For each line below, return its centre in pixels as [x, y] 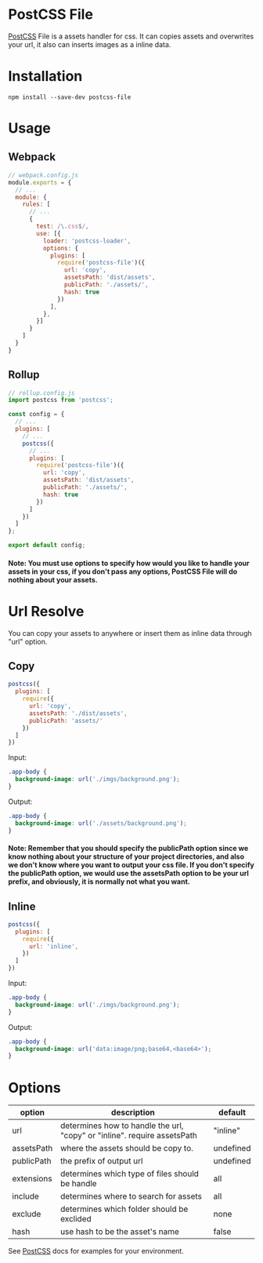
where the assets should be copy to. [127, 1148]
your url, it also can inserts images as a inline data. [90, 44]
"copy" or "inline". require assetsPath [129, 1136]
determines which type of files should [130, 1174]
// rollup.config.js [42, 393]
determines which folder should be [124, 1209]
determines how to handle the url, [122, 1126]
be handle [78, 1184]
